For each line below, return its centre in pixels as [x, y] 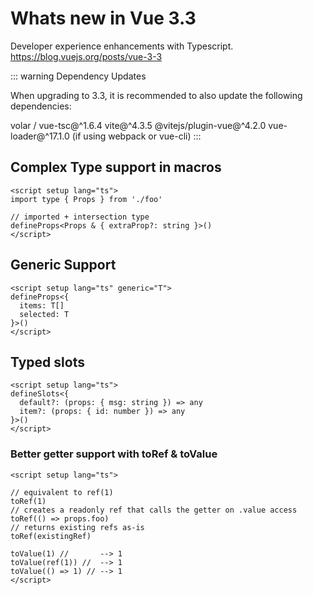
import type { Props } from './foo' [86, 199]
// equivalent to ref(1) [62, 492]
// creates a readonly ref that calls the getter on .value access [154, 510]
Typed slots [47, 362]
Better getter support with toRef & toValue [114, 454]
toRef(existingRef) [51, 536]
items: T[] [42, 305]
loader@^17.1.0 [40, 136]
